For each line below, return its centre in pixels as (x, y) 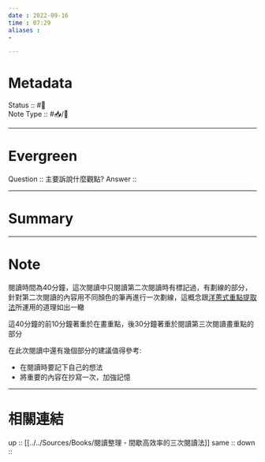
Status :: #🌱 (27, 105)
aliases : (24, 30)
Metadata (40, 83)
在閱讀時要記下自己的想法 (61, 367)
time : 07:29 (30, 23)
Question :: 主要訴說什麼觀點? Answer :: (73, 179)
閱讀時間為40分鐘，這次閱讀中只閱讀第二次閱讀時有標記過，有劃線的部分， (130, 287)
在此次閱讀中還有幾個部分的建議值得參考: (75, 350)
